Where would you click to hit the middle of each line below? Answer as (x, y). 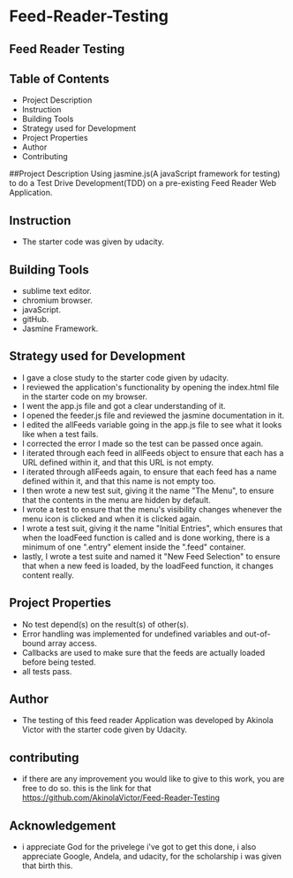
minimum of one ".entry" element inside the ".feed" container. (134, 547)
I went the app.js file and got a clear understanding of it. (124, 405)
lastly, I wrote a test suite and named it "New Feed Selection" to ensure (151, 556)
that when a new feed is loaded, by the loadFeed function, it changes (147, 566)
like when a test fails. (60, 434)
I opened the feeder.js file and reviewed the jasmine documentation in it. (153, 415)
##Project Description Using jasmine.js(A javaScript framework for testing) (145, 173)
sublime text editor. (57, 291)
